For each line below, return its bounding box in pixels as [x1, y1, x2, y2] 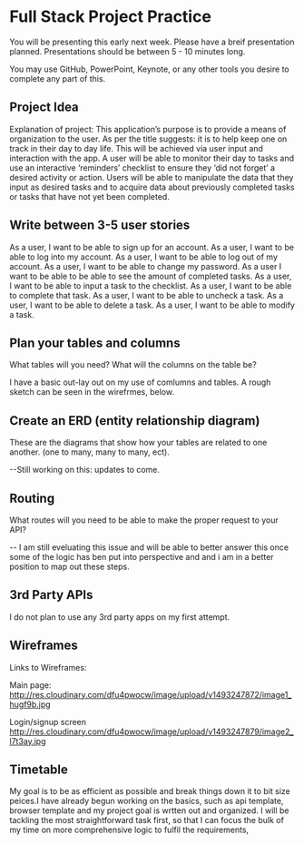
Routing [9, 490, 55, 505]
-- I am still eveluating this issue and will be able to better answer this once [9, 542, 289, 553]
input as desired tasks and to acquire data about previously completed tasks [9, 182, 295, 192]
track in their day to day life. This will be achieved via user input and [9, 142, 263, 153]
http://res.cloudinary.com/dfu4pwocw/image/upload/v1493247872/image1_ [9, 689, 292, 700]
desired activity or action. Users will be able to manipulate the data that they [9, 172, 294, 182]
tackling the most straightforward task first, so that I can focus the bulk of [9, 815, 284, 826]
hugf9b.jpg [9, 699, 52, 710]
